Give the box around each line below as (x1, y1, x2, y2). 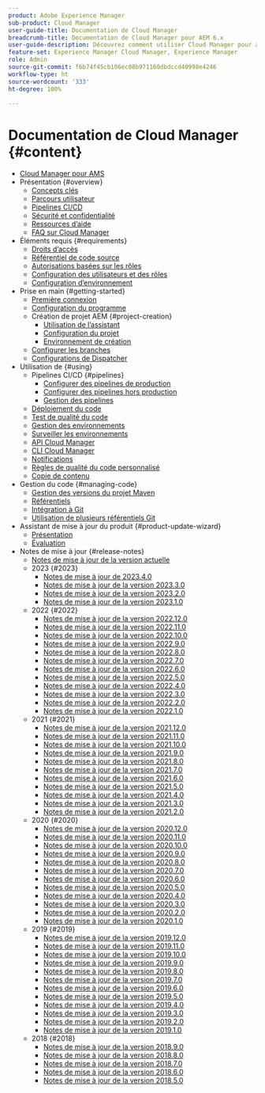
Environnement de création (43, 337, 132, 346)
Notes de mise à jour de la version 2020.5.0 (43, 883, 185, 892)
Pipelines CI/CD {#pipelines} (31, 371, 125, 380)
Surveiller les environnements (31, 429, 129, 439)
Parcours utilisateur (31, 194, 95, 204)
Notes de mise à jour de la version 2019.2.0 (43, 1017, 184, 1027)
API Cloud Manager (31, 438, 95, 447)
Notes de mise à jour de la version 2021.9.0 (43, 748, 184, 758)
